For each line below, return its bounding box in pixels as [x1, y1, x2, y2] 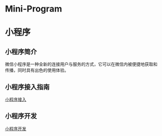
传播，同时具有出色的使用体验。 [5, 68, 69, 73]
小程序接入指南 [5, 83, 50, 91]
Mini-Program [5, 3, 62, 14]
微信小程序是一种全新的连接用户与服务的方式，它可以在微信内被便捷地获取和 [5, 61, 158, 67]
